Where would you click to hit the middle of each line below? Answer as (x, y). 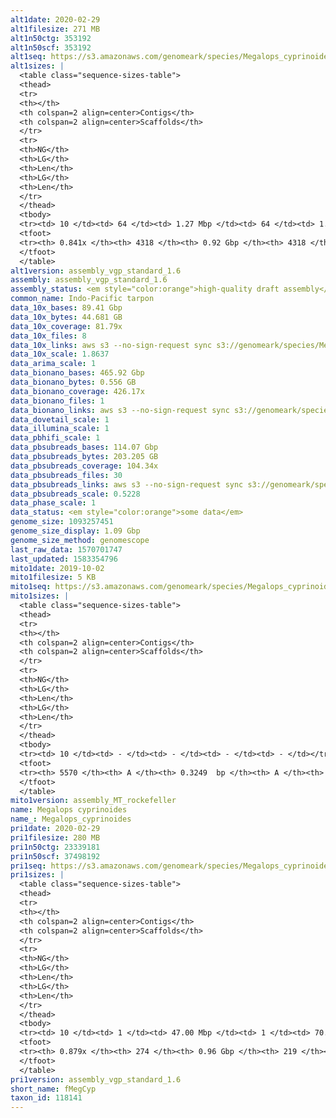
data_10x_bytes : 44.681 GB (66, 317)
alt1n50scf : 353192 (51, 47)
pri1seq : (28, 866)
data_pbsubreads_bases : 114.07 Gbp (84, 447)
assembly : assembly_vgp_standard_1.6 (89, 280)
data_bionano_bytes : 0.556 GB (73, 382)
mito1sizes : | (40, 596)
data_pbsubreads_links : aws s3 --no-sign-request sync (127, 484)
